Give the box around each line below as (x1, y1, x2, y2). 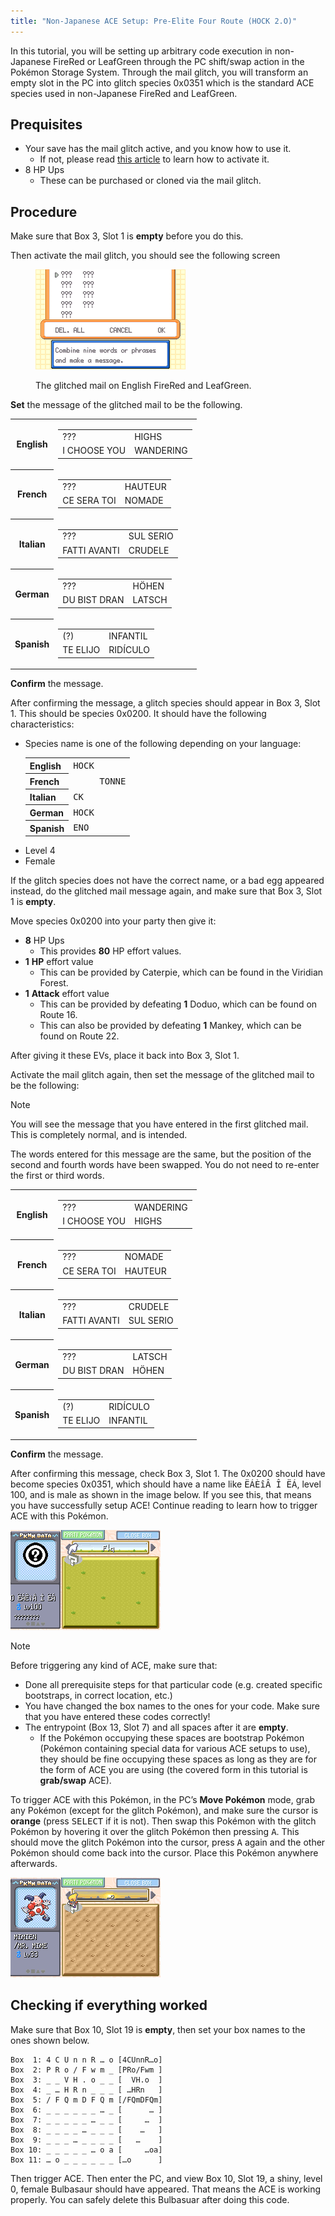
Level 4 (24, 845, 56, 856)
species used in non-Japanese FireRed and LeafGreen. (10, 87, 238, 99)
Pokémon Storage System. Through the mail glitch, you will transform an (10, 66, 309, 78)
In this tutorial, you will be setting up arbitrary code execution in (10, 45, 273, 57)
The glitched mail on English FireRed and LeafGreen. (35, 380, 252, 392)
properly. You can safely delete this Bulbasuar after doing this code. (10, 2193, 290, 2205)
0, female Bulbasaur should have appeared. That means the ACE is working (10, 2183, 322, 2195)
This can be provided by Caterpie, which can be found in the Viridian (39, 966, 324, 978)
